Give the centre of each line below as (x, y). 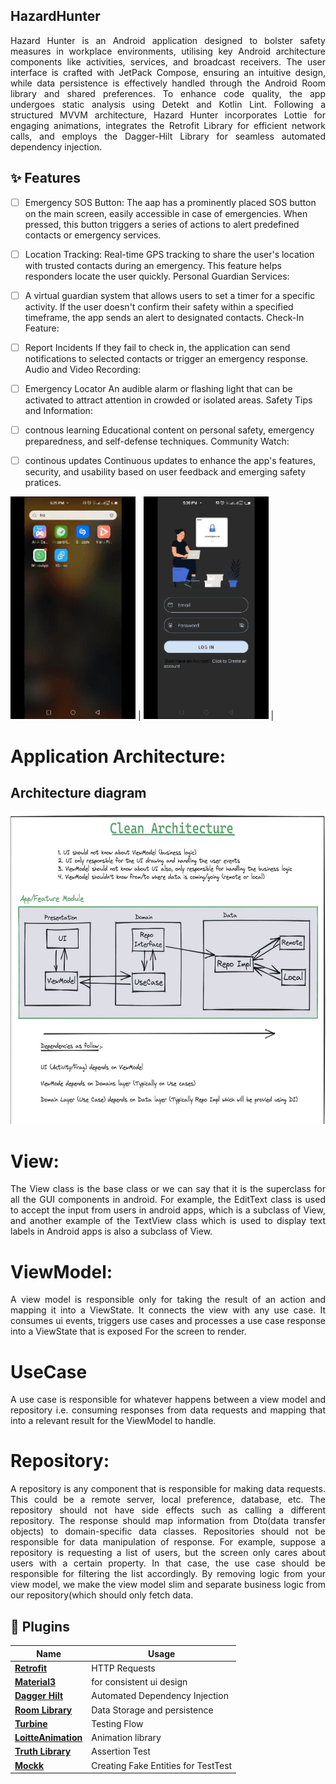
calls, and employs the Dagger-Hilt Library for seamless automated (168, 136)
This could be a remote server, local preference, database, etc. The (168, 1500)
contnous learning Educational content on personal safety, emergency (169, 430)
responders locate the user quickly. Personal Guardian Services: (157, 276)
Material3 (35, 1682)
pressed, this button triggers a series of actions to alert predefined (162, 224)
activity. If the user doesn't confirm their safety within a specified (159, 306)
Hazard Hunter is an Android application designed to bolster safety (168, 40)
